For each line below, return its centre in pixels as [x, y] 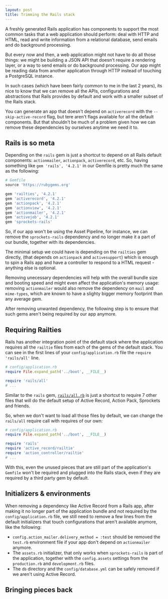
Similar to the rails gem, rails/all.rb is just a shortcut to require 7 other [81, 395]
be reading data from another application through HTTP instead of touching [83, 70]
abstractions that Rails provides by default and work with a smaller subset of [84, 96]
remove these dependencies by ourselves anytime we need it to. [72, 127]
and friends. [18, 406]
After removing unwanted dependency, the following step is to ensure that [82, 309]
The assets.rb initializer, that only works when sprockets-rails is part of [88, 553]
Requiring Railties [33, 330]
